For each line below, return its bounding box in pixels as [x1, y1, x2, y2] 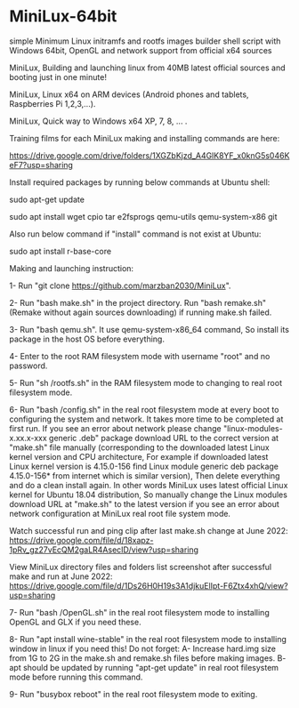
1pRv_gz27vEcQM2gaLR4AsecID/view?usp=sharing [9, 544, 198, 555]
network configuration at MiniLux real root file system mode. [9, 508, 231, 519]
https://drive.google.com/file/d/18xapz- [9, 535, 154, 545]
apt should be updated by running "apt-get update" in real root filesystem [9, 662, 279, 672]
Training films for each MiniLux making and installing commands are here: [9, 133, 280, 143]
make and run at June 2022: [9, 571, 113, 582]
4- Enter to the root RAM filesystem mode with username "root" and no [9, 350, 271, 361]
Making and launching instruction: [9, 262, 134, 273]
